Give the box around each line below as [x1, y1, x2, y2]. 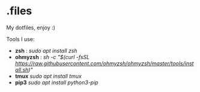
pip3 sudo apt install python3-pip [14, 79, 98, 86]
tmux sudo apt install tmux [14, 72, 82, 79]
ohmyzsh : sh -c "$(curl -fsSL [14, 53, 90, 60]
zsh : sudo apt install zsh [14, 47, 77, 54]
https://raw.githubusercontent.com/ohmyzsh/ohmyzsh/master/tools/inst [14, 60, 194, 67]
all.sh [14, 66, 29, 73]
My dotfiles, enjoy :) [6, 24, 56, 31]
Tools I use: [6, 35, 35, 42]
